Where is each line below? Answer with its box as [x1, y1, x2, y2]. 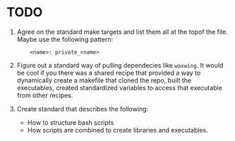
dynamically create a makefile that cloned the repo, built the [16, 75, 192, 85]
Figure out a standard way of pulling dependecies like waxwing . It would [16, 61, 224, 69]
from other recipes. [16, 91, 73, 99]
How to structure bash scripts [27, 118, 114, 127]
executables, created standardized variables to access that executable [16, 83, 223, 92]
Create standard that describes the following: [16, 104, 149, 113]
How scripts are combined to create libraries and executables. [27, 125, 209, 134]
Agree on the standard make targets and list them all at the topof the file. [16, 27, 229, 36]
